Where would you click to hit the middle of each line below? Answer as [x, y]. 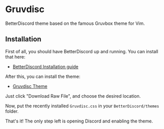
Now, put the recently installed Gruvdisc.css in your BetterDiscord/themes [82, 106]
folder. [12, 111]
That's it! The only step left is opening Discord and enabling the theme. [79, 121]
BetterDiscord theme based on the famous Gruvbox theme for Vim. [75, 23]
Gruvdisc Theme [30, 86]
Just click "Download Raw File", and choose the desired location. [73, 96]
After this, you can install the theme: [43, 76]
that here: [15, 57]
